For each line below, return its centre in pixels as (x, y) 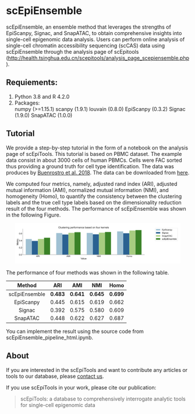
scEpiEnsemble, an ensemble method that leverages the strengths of (89, 27)
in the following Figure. (33, 215)
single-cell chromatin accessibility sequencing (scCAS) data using (86, 46)
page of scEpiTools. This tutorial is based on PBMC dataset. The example (94, 154)
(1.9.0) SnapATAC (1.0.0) (43, 115)
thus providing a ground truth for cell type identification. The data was (90, 166)
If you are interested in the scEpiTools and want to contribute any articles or (97, 370)
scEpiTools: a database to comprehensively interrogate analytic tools (103, 399)
